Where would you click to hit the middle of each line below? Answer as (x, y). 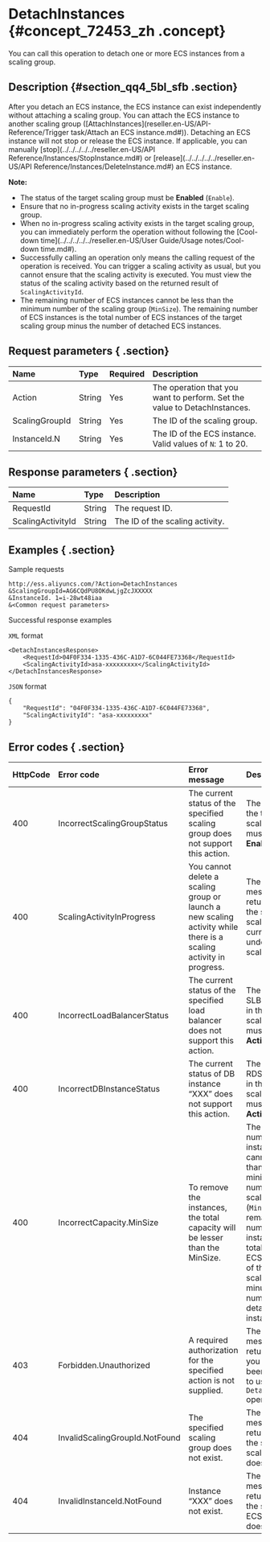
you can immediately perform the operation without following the (127, 232)
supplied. (206, 1390)
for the (201, 1360)
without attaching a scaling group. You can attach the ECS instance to (124, 115)
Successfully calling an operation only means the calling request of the (137, 257)
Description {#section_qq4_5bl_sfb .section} (123, 87)
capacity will (212, 1227)
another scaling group (45, 123)
